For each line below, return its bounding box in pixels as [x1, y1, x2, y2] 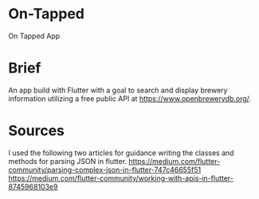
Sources [8, 122, 65, 140]
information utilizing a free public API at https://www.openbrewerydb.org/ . [8, 93, 252, 103]
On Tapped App [8, 31, 61, 41]
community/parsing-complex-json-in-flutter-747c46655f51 [8, 165, 202, 174]
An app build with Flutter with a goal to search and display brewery [8, 85, 228, 95]
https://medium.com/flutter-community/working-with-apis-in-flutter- [8, 173, 233, 183]
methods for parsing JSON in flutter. [8, 156, 128, 166]
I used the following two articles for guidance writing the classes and [8, 148, 234, 158]
